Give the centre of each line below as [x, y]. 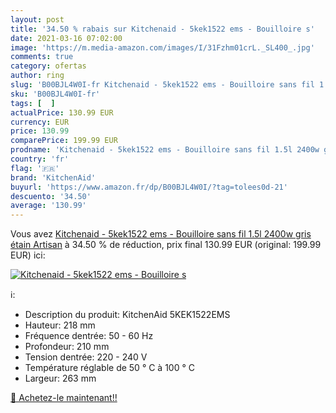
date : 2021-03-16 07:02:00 [66, 38]
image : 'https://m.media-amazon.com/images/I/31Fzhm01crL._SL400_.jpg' [162, 47]
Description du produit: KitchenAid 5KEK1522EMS [127, 315]
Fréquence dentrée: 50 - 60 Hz [89, 336]
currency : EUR [40, 122]
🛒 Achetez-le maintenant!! [64, 398]
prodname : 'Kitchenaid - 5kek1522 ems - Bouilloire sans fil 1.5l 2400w [165, 150]
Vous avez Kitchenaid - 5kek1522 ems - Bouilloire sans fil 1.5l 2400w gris [161, 234]
